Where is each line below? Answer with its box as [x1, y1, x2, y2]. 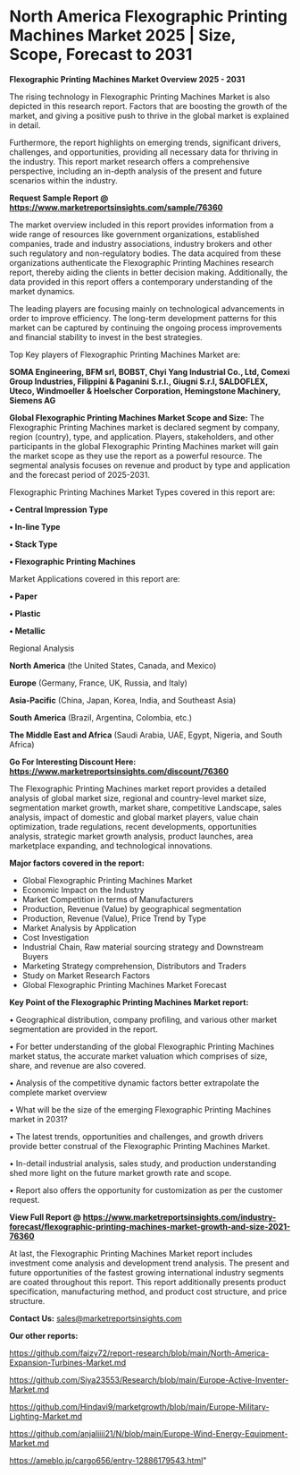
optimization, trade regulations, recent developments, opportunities [9, 821, 257, 831]
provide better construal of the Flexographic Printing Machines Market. [9, 1140, 271, 1151]
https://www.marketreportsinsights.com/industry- [82, 1211, 277, 1223]
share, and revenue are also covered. [9, 1060, 146, 1070]
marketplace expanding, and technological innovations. [9, 840, 212, 851]
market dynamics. [9, 286, 76, 296]
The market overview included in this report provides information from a [9, 219, 274, 230]
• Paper [9, 591, 37, 601]
